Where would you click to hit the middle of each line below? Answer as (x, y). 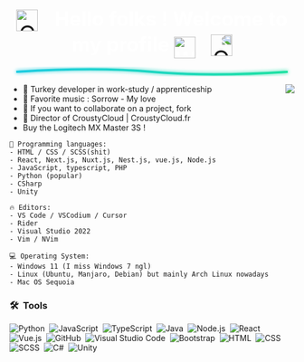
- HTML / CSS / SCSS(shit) (60, 152)
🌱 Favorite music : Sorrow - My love (89, 99)
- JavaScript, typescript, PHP (68, 168)
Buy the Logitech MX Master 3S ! (84, 128)
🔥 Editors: (30, 208)
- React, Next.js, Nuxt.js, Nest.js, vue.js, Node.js (113, 160)
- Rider (24, 224)
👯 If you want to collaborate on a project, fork (107, 109)
